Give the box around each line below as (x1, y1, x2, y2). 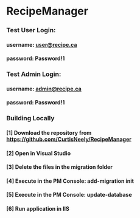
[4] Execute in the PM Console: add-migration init (6, 177, 134, 185)
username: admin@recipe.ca (6, 85, 82, 92)
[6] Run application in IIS (6, 205, 70, 212)
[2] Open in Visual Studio (6, 149, 71, 157)
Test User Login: (6, 26, 56, 35)
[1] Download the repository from (6, 129, 92, 136)
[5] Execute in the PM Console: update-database (6, 191, 132, 199)
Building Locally (6, 114, 55, 123)
